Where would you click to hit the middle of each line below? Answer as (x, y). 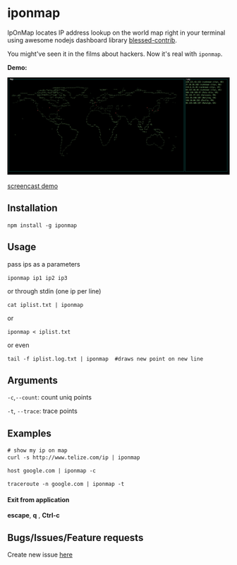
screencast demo (33, 186)
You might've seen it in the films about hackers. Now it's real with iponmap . (115, 54)
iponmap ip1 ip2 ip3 (38, 278)
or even (18, 345)
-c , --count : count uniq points (49, 397)
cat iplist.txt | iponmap (45, 305)
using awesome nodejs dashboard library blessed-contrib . (92, 40)
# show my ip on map (38, 450)
